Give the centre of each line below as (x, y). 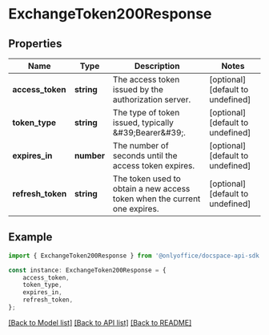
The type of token (146, 113)
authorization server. (152, 99)
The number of (141, 145)
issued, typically (143, 123)
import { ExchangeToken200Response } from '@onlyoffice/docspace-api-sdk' (136, 256)
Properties (35, 44)
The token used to (147, 179)
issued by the (138, 89)
